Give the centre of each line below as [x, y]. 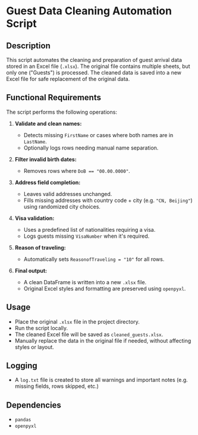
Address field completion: [48, 182]
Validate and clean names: [48, 123]
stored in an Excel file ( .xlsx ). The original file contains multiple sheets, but [98, 66]
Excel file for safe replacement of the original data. [68, 79]
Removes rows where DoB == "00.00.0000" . [77, 170]
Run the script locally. [41, 328]
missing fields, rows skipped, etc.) [57, 386]
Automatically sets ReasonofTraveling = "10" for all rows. [94, 259]
